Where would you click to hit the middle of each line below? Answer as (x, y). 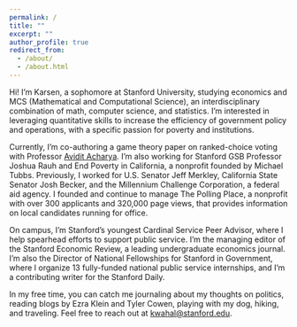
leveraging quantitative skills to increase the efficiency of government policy (148, 120)
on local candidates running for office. (79, 213)
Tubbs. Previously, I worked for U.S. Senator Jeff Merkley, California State (144, 175)
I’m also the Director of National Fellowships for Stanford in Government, (141, 258)
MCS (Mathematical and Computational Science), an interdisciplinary (135, 101)
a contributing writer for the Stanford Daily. (87, 276)
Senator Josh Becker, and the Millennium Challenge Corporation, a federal (145, 184)
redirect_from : (37, 51)
